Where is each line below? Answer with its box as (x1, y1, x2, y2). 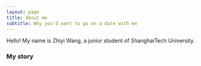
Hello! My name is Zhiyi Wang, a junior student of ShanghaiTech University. (6, 37, 195, 45)
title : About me (6, 15, 48, 21)
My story (6, 53, 33, 61)
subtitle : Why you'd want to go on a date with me (6, 20, 138, 26)
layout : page (6, 9, 40, 15)
